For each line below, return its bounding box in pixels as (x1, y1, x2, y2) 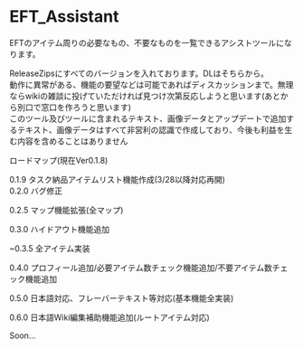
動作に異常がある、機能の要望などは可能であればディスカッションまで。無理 (9, 79, 294, 89)
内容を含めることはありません (16, 136, 128, 146)
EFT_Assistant (9, 6, 119, 27)
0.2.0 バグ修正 (9, 185, 63, 196)
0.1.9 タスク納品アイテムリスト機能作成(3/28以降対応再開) (9, 174, 226, 184)
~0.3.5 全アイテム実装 (9, 242, 90, 254)
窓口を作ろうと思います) (40, 101, 132, 112)
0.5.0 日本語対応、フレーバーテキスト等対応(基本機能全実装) (9, 292, 234, 304)
